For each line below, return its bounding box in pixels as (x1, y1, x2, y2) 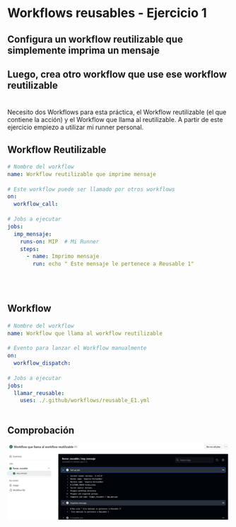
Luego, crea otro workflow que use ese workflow (7, 68, 228, 80)
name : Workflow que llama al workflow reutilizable (7, 330, 163, 337)
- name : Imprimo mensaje (25, 253, 100, 260)
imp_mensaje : (13, 231, 52, 238)
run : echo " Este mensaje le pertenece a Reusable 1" (33, 260, 194, 267)
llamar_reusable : (13, 389, 65, 396)
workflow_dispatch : (13, 360, 71, 367)
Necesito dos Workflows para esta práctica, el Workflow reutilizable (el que (7, 108, 227, 116)
